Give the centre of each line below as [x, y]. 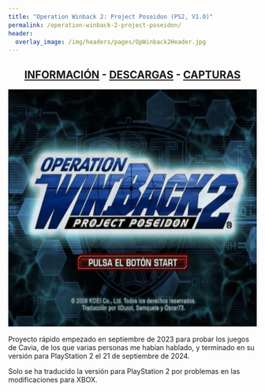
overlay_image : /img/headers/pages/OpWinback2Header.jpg [111, 42]
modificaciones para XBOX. [53, 380]
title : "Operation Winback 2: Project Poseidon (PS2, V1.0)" [111, 17]
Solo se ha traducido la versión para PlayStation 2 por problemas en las [124, 371]
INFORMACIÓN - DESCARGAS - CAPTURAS [132, 75]
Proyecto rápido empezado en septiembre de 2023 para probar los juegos [129, 339]
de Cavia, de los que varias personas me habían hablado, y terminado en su [131, 348]
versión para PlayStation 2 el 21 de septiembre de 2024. [99, 356]
